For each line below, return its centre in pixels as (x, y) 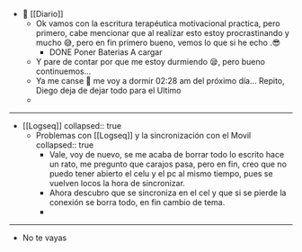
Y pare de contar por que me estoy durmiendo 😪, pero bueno (150, 62)
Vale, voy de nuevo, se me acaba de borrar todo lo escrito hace (167, 154)
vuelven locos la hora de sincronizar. (117, 183)
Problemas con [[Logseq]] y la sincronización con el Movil (143, 135)
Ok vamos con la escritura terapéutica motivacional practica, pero (158, 23)
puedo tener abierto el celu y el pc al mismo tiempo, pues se (161, 174)
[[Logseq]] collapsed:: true (72, 126)
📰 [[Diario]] (43, 14)
